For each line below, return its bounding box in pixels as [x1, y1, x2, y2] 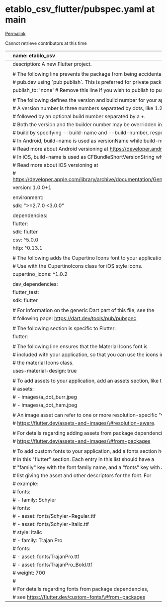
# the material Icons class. [12, 359, 74, 366]
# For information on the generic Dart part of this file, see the [12, 307, 155, 314]
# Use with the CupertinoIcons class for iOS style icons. [12, 262, 143, 269]
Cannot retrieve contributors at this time [5, 40, 87, 46]
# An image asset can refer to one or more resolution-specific [12, 411, 158, 418]
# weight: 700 [12, 569, 46, 576]
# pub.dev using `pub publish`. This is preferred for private [12, 78, 149, 85]
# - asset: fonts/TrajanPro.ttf [12, 553, 80, 560]
